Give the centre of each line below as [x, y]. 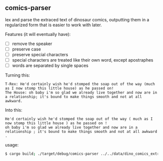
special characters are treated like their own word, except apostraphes [83, 60]
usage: [12, 145]
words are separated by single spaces [50, 65]
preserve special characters [40, 54]
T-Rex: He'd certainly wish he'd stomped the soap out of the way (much [80, 84]
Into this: [14, 110]
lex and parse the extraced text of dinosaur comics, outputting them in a [77, 19]
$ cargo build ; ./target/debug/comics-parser [52, 154]
